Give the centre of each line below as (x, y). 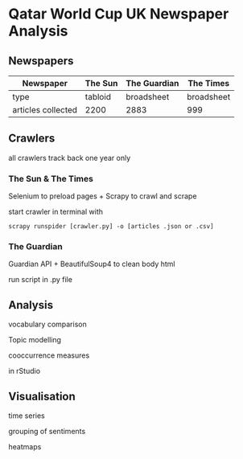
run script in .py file (40, 280)
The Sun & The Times (51, 178)
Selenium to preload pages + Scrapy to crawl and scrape (103, 196)
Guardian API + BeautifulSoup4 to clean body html (92, 264)
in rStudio (25, 371)
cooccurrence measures (49, 355)
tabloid (98, 97)
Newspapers (41, 61)
